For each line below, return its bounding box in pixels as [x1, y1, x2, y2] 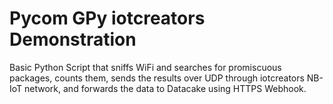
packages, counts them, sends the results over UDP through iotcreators [9, 72, 305, 84]
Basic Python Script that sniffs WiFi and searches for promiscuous [9, 61, 282, 73]
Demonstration [9, 28, 137, 51]
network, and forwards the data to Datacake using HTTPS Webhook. [24, 82, 307, 94]
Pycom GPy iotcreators [9, 7, 206, 30]
